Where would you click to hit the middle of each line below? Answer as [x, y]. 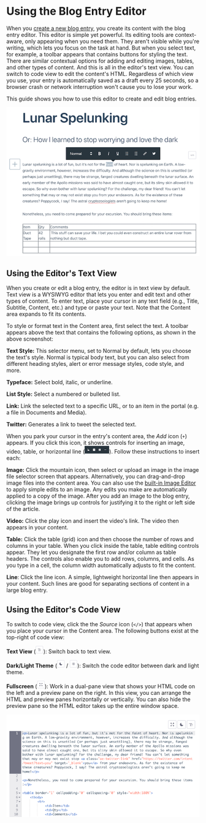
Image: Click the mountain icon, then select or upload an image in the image [103, 470]
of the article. [23, 509]
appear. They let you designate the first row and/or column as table [91, 552]
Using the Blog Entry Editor [77, 11]
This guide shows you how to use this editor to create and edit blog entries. [101, 99]
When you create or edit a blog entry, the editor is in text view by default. [98, 288]
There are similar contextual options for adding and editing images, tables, [100, 61]
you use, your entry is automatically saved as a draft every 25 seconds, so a [102, 80]
